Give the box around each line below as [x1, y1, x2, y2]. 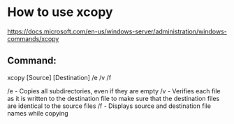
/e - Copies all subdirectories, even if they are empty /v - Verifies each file [7, 86, 221, 95]
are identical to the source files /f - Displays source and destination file [7, 102, 212, 110]
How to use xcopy [7, 4, 113, 20]
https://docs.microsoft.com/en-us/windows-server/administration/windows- [7, 27, 227, 36]
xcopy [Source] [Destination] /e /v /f [7, 73, 112, 82]
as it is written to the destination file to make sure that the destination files [7, 94, 220, 102]
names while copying [7, 109, 68, 117]
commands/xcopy [7, 34, 59, 42]
